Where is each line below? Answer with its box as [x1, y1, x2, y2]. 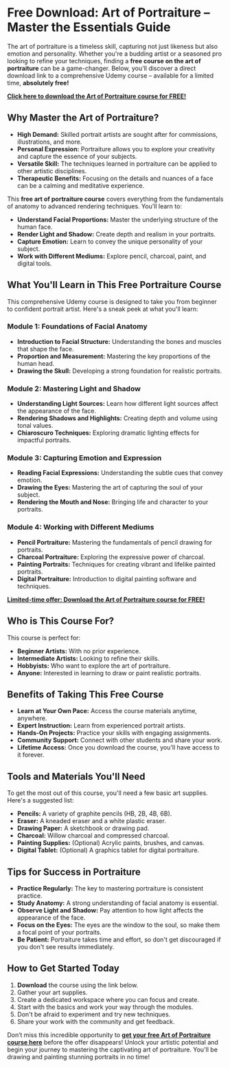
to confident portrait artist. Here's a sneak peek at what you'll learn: [7, 305, 198, 313]
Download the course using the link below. [16, 981, 139, 989]
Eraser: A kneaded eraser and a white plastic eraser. [16, 817, 166, 825]
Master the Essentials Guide [7, 19, 171, 35]
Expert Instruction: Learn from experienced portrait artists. [16, 721, 185, 730]
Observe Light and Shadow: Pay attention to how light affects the [16, 906, 204, 914]
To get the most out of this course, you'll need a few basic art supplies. [7, 789, 208, 797]
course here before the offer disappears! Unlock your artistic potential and [7, 1038, 218, 1046]
